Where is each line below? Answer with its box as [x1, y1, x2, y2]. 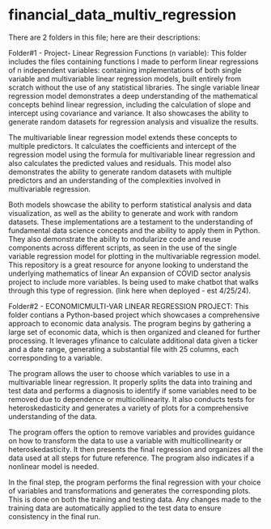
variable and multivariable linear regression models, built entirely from [8, 74, 241, 83]
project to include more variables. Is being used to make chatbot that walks [8, 277, 259, 286]
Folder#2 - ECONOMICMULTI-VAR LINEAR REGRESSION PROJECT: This [8, 301, 249, 311]
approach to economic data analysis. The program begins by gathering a [8, 318, 252, 328]
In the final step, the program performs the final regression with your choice [8, 477, 261, 487]
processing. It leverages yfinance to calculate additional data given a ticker [8, 336, 258, 345]
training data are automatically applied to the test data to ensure [8, 503, 222, 513]
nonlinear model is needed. [8, 461, 100, 471]
